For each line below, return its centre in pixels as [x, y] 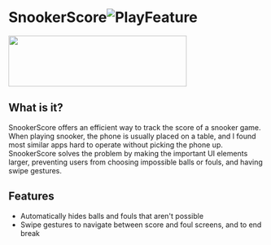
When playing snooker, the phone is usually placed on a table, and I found [132, 136]
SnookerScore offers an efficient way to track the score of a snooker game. [135, 127]
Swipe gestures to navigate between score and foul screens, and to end [141, 225]
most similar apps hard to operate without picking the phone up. [116, 144]
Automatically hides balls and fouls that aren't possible [112, 216]
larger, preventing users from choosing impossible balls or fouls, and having [135, 162]
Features [31, 197]
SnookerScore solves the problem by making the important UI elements [128, 153]
